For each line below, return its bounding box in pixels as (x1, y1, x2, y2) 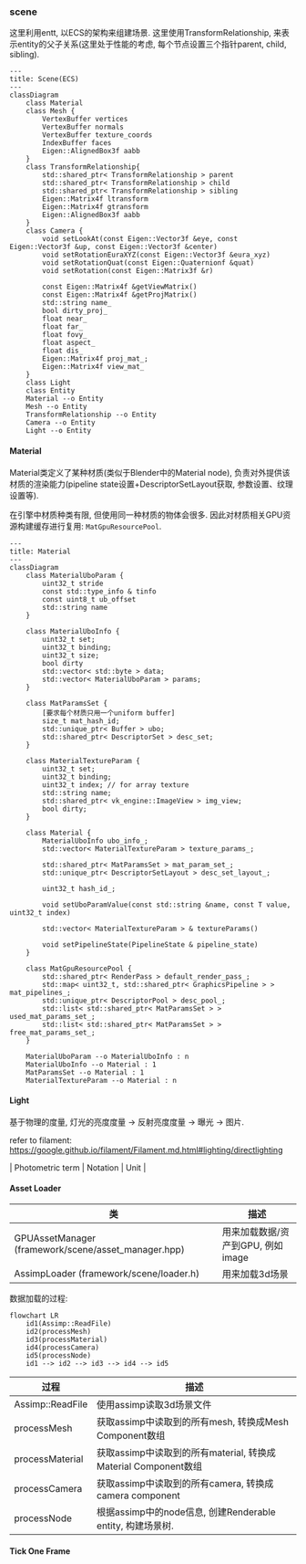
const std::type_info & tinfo (42, 586, 157, 596)
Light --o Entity (25, 426, 92, 436)
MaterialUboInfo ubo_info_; (42, 836, 148, 845)
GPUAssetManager (14, 1232, 97, 1244)
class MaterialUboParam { (25, 571, 125, 580)
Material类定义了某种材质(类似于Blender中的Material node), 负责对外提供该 (9, 467, 291, 478)
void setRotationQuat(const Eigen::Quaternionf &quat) (42, 258, 255, 268)
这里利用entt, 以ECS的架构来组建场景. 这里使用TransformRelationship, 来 (9, 27, 282, 38)
